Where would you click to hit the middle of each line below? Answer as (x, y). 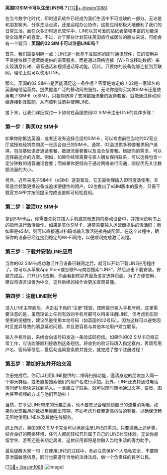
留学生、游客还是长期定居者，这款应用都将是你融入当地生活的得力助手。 (79, 440)
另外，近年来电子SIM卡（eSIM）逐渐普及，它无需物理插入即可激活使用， (80, 180)
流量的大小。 (22, 169)
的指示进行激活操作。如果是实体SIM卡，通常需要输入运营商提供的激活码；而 (83, 225)
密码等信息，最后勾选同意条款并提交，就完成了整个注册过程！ (81, 350)
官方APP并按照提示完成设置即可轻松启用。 (53, 193)
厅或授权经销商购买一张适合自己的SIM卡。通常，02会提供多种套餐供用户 (79, 145)
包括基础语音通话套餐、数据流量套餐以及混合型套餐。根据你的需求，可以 (88, 151)
